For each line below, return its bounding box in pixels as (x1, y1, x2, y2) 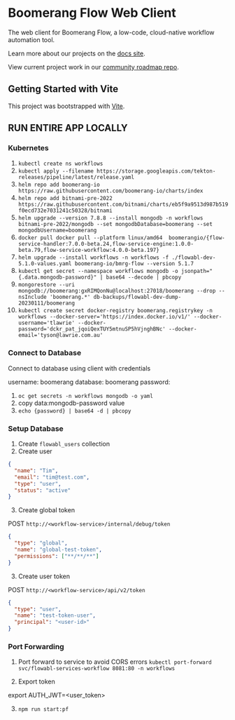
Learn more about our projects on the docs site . (8, 49, 145, 58)
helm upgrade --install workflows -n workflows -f (17, 254, 169, 261)
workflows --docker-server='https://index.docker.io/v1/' (17, 314, 191, 321)
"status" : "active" (14, 486, 71, 494)
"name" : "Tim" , (14, 467, 59, 474)
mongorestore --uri (17, 281, 76, 288)
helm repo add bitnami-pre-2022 (17, 195, 113, 202)
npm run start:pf (17, 706, 69, 713)
